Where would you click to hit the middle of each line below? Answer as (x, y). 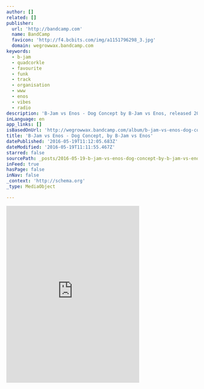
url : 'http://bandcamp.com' (47, 29)
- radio (22, 108)
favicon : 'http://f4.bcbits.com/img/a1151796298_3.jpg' (84, 40)
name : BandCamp (31, 35)
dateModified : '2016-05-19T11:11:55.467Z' (61, 147)
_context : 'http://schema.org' (46, 181)
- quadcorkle (28, 62)
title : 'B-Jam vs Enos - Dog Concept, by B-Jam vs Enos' (80, 136)
